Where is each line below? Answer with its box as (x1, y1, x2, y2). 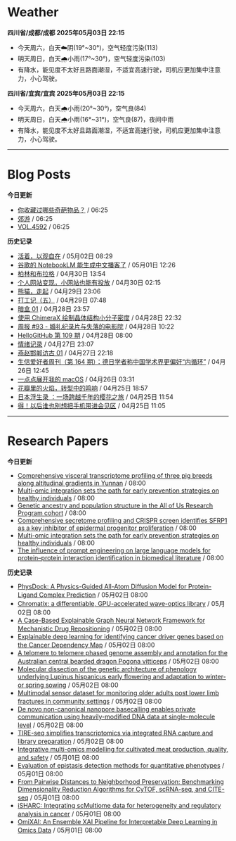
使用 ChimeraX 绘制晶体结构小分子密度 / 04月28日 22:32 (17, 313, 182, 322)
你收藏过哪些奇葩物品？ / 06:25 (17, 205, 109, 214)
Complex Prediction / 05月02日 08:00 (39, 590, 148, 599)
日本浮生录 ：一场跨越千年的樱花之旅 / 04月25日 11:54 (17, 392, 174, 401)
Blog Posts (7, 167, 72, 183)
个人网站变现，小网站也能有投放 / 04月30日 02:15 (17, 278, 162, 286)
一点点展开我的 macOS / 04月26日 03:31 (17, 374, 135, 384)
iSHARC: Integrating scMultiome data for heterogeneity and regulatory (17, 801, 221, 809)
